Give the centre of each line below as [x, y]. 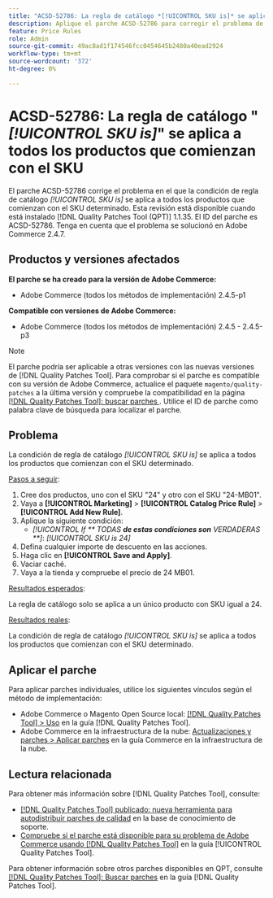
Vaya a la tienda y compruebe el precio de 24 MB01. [107, 573]
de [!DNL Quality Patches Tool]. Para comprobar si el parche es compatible [134, 375]
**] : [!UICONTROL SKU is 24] [82, 538]
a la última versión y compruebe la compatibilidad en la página [141, 392]
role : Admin [28, 39]
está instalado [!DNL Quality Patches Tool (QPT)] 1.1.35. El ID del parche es [133, 216]
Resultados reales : [39, 620]
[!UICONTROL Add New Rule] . [71, 512]
